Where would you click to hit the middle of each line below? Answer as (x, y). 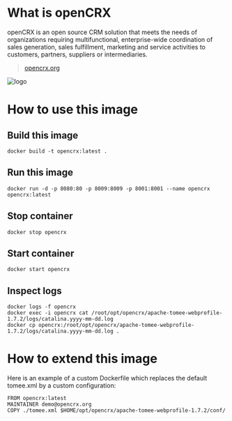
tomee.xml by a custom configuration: (62, 385)
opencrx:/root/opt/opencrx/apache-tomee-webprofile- (116, 326)
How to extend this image (83, 359)
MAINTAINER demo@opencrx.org (49, 405)
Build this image (43, 135)
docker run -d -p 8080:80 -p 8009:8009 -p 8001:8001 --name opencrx (109, 189)
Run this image (40, 173)
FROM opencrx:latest (37, 399)
